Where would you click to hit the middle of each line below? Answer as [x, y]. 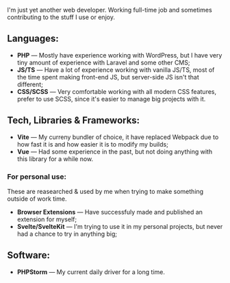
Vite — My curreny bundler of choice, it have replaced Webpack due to [118, 137]
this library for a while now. [55, 159]
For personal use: [37, 176]
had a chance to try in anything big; [67, 234]
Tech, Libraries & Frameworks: [74, 120]
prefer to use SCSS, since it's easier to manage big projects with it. [111, 99]
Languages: [33, 39]
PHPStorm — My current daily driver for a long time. [91, 272]
